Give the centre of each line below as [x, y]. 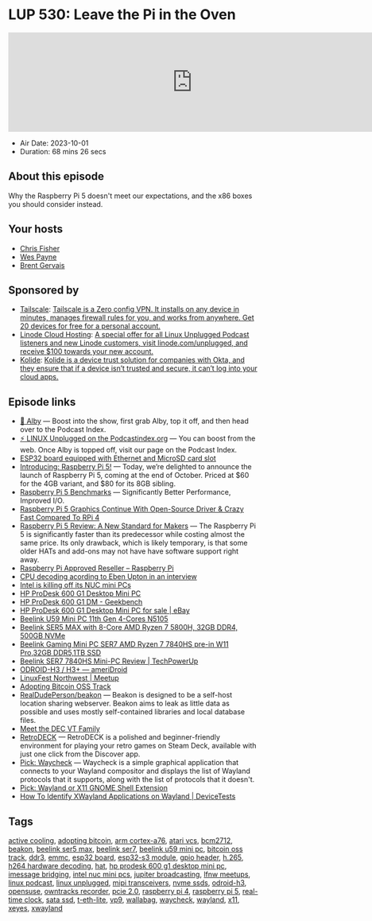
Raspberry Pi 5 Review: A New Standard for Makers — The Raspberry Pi [138, 526]
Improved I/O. [42, 501]
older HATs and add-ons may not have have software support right [129, 551]
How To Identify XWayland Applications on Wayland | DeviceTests [128, 796]
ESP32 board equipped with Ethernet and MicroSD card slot [118, 458]
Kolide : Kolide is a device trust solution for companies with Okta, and [132, 360]
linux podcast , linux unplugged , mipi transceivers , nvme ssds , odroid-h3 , [128, 883]
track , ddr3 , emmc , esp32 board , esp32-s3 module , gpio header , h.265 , [126, 857]
